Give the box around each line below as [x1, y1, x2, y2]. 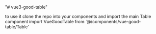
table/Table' [5, 24, 29, 30]
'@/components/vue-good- [85, 19, 141, 24]
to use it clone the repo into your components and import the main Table [5, 14, 151, 19]
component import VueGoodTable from [5, 19, 85, 24]
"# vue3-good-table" [5, 4, 48, 10]
